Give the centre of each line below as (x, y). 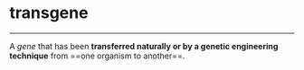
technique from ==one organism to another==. (97, 56)
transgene (49, 13)
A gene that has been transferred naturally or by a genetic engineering (144, 46)
